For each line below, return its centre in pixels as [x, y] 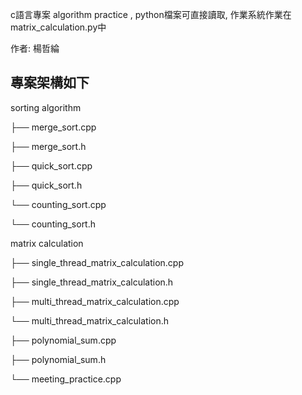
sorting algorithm [46, 107]
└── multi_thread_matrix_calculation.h [90, 320]
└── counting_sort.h [53, 224]
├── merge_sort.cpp [53, 127]
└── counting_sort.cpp [58, 204]
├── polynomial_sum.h [58, 359]
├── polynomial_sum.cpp [63, 340]
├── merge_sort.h [48, 146]
